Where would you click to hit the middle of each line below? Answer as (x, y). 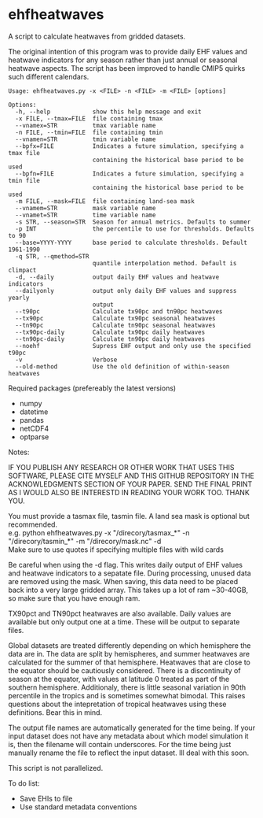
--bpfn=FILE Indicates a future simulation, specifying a (130, 174)
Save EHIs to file (46, 798)
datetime (34, 412)
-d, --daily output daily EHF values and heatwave (117, 277)
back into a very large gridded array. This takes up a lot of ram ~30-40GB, (128, 590)
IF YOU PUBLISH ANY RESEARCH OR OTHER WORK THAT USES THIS (121, 467)
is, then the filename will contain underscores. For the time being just (120, 744)
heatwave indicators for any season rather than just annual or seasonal (123, 60)
